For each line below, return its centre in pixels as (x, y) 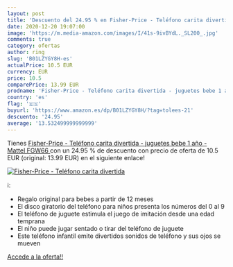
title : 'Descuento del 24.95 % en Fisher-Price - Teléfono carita (105, 20)
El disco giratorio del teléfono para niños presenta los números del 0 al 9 (121, 206)
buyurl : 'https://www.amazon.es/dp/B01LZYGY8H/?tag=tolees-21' (101, 110)
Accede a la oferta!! (35, 257)
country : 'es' (28, 98)
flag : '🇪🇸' (24, 104)
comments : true (29, 40)
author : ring (26, 53)
